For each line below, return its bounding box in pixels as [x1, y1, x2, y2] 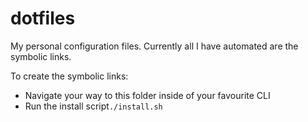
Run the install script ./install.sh [24, 100, 163, 112]
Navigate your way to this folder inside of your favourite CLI [24, 89, 271, 101]
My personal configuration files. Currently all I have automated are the [10, 40, 299, 52]
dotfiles [10, 7, 76, 30]
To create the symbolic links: [10, 70, 129, 82]
